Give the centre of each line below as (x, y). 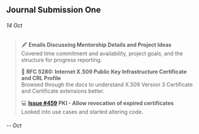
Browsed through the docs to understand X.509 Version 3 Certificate (107, 84)
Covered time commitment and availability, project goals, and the (102, 53)
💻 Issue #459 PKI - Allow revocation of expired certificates (97, 103)
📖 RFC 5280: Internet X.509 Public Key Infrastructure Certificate (104, 72)
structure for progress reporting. (61, 59)
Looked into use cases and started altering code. (82, 112)
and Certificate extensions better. (63, 91)
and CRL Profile (41, 78)
